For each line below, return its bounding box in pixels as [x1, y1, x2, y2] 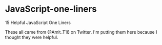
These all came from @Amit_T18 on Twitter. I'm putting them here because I [5, 29, 157, 35]
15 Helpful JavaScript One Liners [5, 20, 71, 25]
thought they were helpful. [5, 34, 59, 40]
